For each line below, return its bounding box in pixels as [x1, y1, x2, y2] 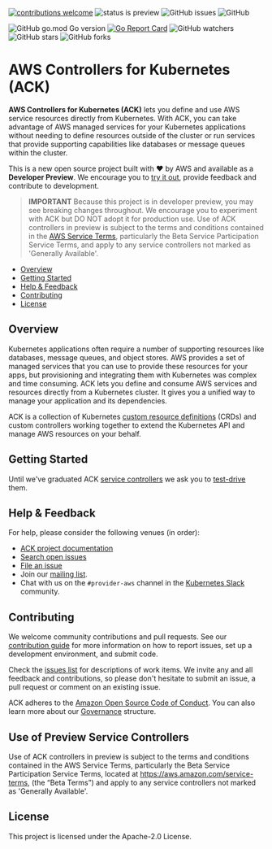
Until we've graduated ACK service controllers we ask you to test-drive [8, 474, 246, 484]
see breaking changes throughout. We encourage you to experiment [28, 205, 257, 215]
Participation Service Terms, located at [8, 769, 139, 778]
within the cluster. [8, 147, 68, 158]
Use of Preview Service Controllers [8, 730, 189, 744]
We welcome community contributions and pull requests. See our [8, 632, 227, 642]
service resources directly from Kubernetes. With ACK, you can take [8, 113, 237, 123]
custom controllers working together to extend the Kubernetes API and [8, 420, 245, 430]
